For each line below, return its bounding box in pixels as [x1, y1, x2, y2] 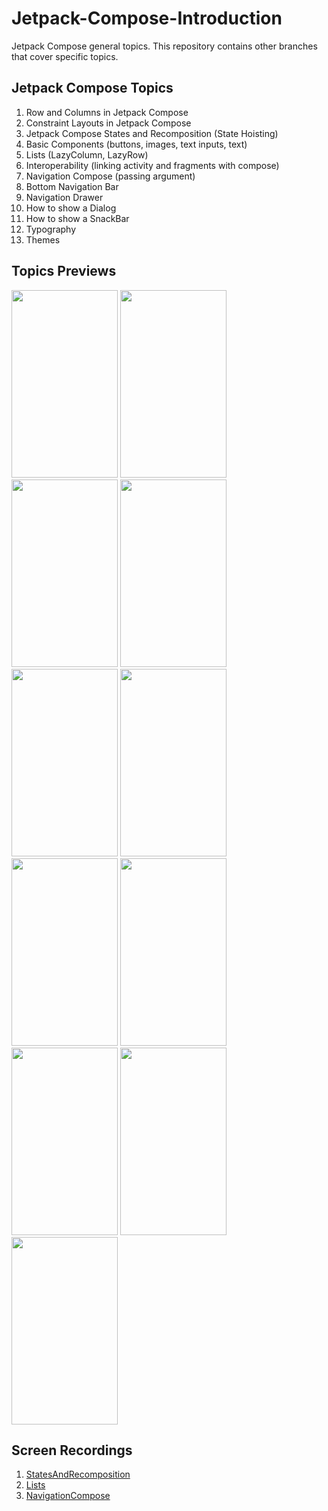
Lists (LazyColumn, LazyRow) [25, 148, 149, 161]
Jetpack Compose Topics [11, 80, 174, 97]
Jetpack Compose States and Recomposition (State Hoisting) [25, 127, 279, 139]
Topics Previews [11, 263, 117, 280]
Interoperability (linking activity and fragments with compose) [25, 159, 280, 171]
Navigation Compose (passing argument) [25, 170, 196, 182]
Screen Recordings [11, 1442, 133, 1459]
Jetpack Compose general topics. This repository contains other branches [11, 40, 318, 52]
